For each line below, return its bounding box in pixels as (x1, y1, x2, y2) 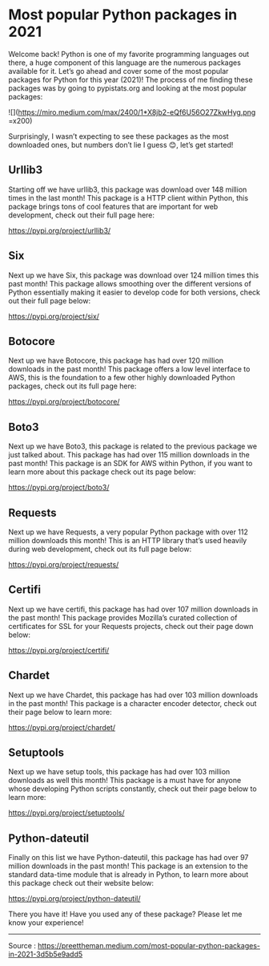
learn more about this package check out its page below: (8, 467, 196, 477)
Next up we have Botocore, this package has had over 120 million (8, 355, 224, 366)
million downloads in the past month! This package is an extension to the (8, 861, 248, 871)
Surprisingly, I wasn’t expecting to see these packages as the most (8, 131, 230, 141)
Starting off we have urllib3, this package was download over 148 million (8, 185, 247, 194)
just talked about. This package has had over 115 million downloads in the (8, 450, 251, 460)
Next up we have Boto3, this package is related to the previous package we (8, 441, 258, 451)
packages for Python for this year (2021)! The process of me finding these (8, 75, 254, 84)
